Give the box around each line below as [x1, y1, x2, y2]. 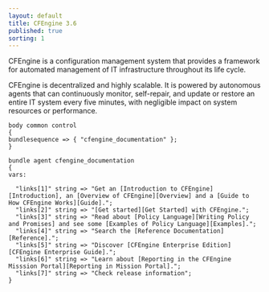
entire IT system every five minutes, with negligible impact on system [8, 97, 238, 107]
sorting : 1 [8, 34, 45, 43]
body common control [8, 121, 78, 130]
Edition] [202, 241, 231, 249]
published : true [8, 27, 63, 35]
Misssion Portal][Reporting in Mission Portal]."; [8, 262, 181, 270]
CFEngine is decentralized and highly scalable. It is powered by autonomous [8, 80, 261, 90]
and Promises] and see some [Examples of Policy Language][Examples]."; [8, 220, 257, 228]
